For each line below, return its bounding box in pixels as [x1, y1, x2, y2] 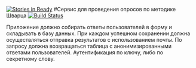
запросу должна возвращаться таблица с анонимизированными [6, 42, 172, 50]
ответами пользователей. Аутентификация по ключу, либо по [6, 49, 163, 56]
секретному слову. [6, 55, 55, 62]
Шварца [6, 12, 27, 19]
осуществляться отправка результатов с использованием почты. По [6, 36, 182, 43]
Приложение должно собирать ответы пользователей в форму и [6, 24, 172, 30]
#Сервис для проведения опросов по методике [53, 6, 176, 13]
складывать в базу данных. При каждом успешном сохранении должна [6, 30, 191, 37]
